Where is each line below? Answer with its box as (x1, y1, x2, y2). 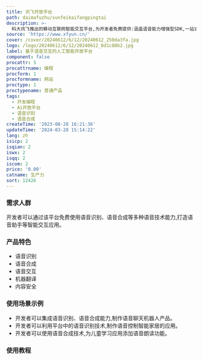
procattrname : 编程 (6, 65, 54, 71)
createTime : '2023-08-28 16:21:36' (6, 122, 96, 128)
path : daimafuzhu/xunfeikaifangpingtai (6, 15, 107, 21)
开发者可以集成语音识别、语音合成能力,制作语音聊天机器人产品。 (14, 314, 176, 321)
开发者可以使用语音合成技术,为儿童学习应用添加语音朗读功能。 (14, 329, 170, 336)
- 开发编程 (11, 99, 36, 105)
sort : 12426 (6, 178, 36, 184)
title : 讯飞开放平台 (6, 8, 53, 15)
